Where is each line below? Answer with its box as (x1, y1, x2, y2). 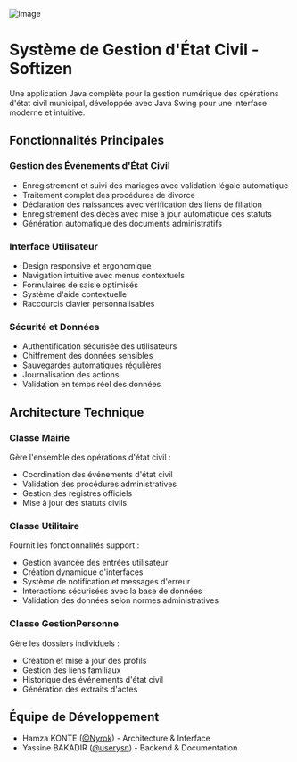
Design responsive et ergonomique (21, 260, 152, 271)
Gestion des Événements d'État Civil (9, 160, 171, 172)
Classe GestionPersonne (9, 617, 119, 630)
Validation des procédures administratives (21, 478, 177, 489)
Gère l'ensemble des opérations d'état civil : (9, 451, 171, 462)
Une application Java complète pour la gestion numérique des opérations (9, 87, 279, 98)
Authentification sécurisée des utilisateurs (21, 341, 177, 352)
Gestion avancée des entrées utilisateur (21, 558, 169, 568)
